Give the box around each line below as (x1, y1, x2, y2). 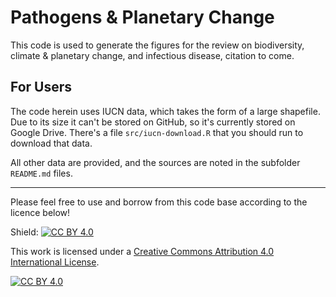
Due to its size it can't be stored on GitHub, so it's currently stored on (10, 116, 296, 128)
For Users (10, 79, 73, 96)
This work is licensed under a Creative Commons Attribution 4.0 (10, 245, 275, 257)
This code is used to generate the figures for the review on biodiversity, (10, 39, 305, 51)
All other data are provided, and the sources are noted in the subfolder (10, 156, 301, 168)
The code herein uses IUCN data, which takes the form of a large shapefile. (10, 105, 321, 117)
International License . (10, 256, 100, 268)
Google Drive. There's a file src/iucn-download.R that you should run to (10, 126, 304, 138)
